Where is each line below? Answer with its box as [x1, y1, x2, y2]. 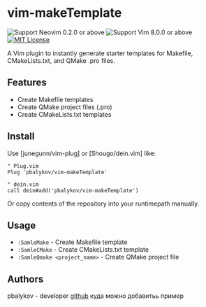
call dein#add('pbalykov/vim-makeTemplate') [7, 187, 139, 194]
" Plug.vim [7, 162, 39, 169]
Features [7, 77, 47, 89]
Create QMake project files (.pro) [17, 103, 113, 111]
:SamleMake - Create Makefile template [17, 238, 128, 246]
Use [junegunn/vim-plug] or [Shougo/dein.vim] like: [7, 149, 156, 157]
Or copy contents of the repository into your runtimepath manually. [7, 199, 200, 208]
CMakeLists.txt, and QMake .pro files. [7, 56, 115, 64]
